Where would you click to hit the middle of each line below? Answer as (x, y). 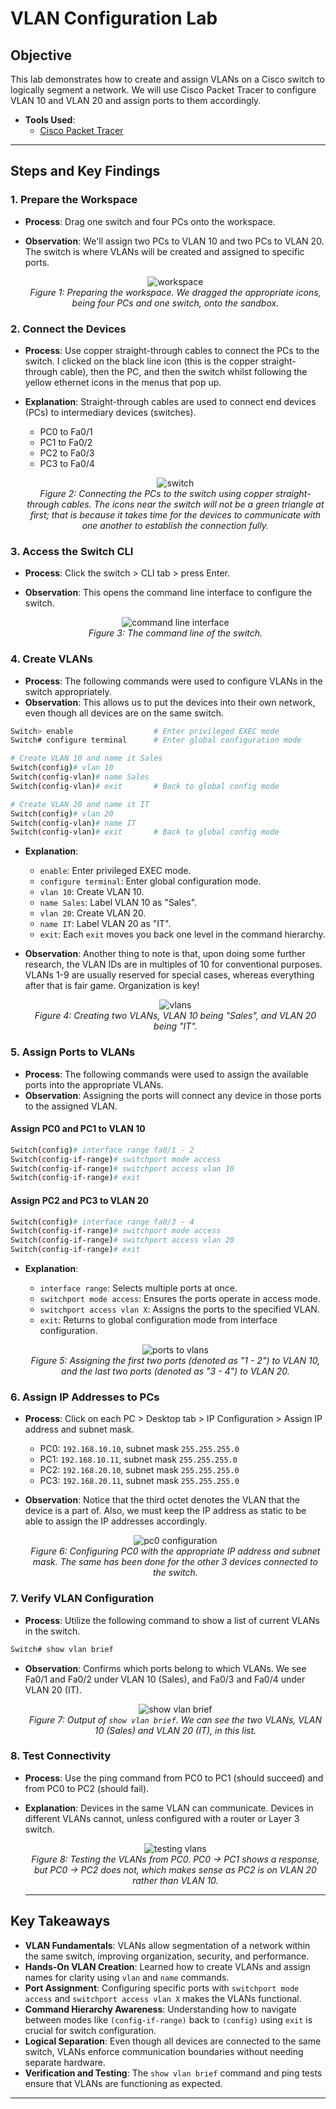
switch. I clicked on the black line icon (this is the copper (141, 361)
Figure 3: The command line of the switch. (175, 633)
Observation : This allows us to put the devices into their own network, (170, 702)
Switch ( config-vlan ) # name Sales (80, 777)
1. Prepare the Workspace (74, 200)
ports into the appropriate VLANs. (94, 1084)
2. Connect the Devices (68, 329)
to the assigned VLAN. (71, 1106)
